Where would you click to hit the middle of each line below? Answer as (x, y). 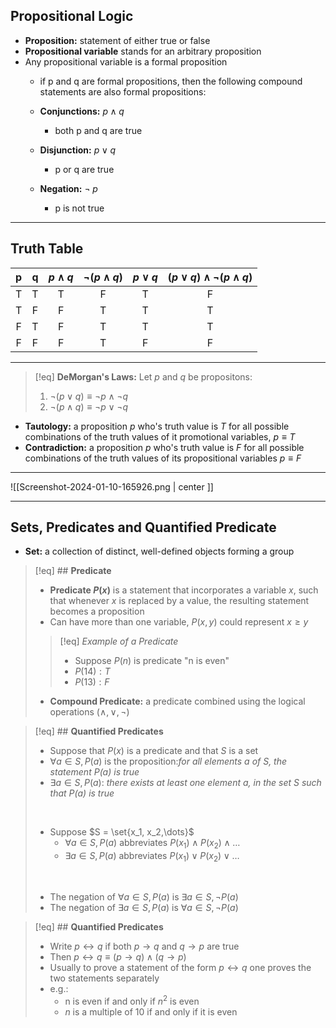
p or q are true (84, 169)
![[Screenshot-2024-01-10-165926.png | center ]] (112, 486)
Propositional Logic (72, 16)
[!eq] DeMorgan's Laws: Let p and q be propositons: (143, 376)
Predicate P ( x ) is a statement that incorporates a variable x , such (184, 590)
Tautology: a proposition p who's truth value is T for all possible (157, 426)
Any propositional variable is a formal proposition (126, 61)
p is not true (79, 208)
